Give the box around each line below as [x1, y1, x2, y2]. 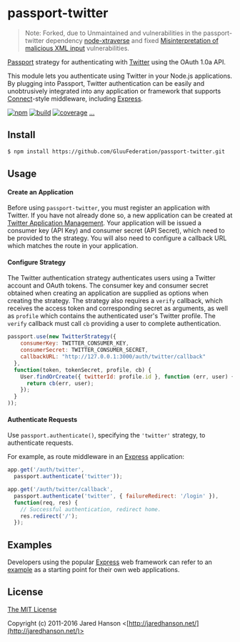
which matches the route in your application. [7, 242, 139, 250]
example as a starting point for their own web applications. [7, 566, 180, 574]
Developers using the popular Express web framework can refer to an [7, 558, 213, 566]
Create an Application [7, 187, 74, 196]
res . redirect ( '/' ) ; [20, 513, 79, 520]
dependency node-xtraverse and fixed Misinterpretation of [45, 36, 219, 44]
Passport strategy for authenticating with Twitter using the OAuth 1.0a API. [7, 57, 226, 66]
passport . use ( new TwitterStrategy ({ [7, 333, 116, 340]
